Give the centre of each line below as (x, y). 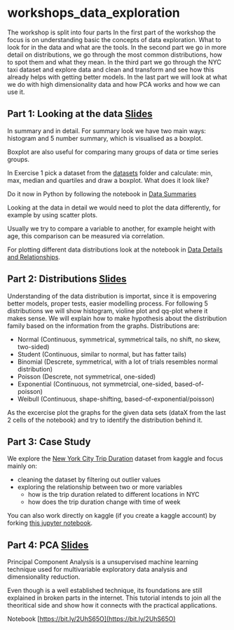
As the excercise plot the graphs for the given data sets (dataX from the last (117, 412)
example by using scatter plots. (53, 214)
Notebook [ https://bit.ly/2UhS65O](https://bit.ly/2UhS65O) (92, 619)
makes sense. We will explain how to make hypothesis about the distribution (117, 318)
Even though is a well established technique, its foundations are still (105, 591)
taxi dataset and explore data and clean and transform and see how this (111, 69)
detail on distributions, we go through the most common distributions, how (115, 55)
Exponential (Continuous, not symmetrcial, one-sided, (95, 384)
